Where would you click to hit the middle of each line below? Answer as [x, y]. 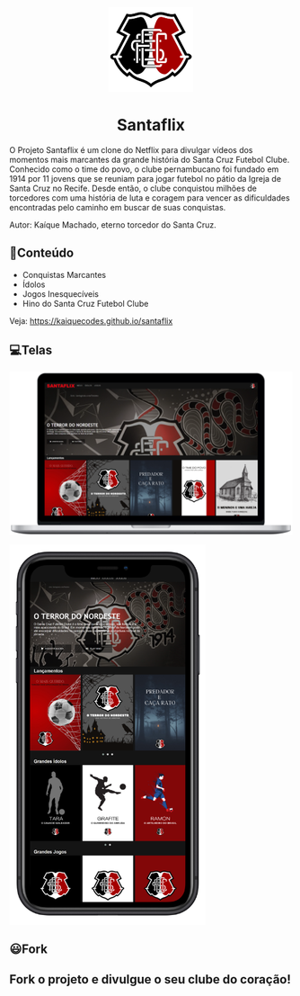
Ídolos [34, 284]
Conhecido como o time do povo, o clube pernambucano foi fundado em [144, 169]
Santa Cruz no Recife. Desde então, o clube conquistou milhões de [133, 188]
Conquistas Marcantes [64, 274]
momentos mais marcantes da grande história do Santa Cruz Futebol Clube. [150, 159]
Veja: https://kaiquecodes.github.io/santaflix [91, 320]
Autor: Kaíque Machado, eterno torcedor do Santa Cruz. [113, 224]
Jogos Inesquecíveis [61, 293]
